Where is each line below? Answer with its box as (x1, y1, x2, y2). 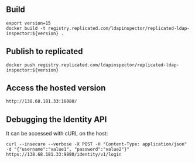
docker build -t (6, 25, 46, 31)
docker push (6, 62, 35, 68)
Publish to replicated (6, 46, 83, 56)
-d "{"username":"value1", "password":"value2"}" (6, 147, 130, 152)
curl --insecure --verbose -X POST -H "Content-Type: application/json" (6, 141, 187, 147)
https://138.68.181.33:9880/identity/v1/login (6, 152, 122, 158)
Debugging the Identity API (6, 114, 107, 124)
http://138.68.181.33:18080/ (6, 99, 77, 104)
